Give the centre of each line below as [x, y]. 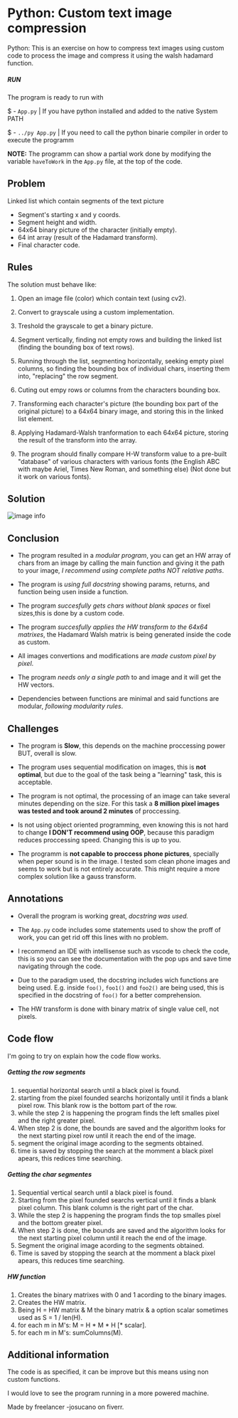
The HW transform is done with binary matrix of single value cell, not [118, 1009]
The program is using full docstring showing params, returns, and [114, 584]
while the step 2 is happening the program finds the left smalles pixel [118, 1113]
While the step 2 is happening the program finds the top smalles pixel [119, 1215]
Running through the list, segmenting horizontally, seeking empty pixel [120, 361]
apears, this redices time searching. [70, 1158]
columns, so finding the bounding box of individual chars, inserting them [124, 369]
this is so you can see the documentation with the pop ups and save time [124, 958]
